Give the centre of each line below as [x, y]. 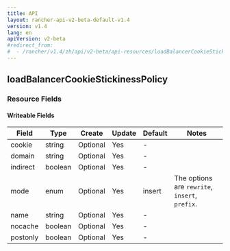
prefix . [186, 204]
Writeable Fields [31, 115]
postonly [25, 237]
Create [92, 133]
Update [124, 133]
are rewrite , [194, 187]
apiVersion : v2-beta [37, 39]
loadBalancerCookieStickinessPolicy [88, 80]
